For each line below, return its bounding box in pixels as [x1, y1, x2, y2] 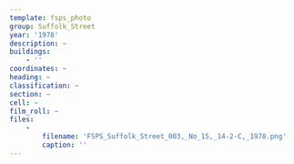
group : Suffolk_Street [9, 22, 96, 31]
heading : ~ [9, 73, 51, 82]
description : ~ [9, 38, 67, 48]
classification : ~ [9, 81, 79, 90]
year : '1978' [9, 30, 59, 39]
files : [9, 115, 35, 124]
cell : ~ [9, 97, 39, 108]
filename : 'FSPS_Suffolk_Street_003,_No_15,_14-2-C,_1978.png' [42, 132, 287, 141]
